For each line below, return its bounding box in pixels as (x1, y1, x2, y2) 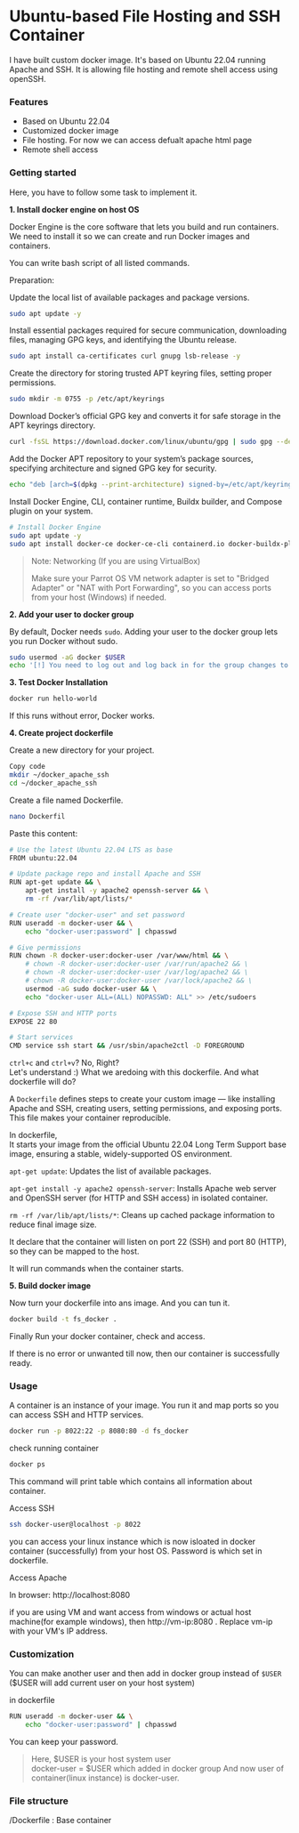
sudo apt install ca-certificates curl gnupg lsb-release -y (9, 351, 241, 361)
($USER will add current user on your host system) (9, 1677, 196, 1688)
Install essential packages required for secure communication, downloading (9, 325, 287, 335)
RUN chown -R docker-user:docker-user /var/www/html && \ (9, 951, 229, 960)
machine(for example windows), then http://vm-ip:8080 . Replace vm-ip (9, 1616, 273, 1627)
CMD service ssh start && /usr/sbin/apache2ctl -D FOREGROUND (9, 1041, 245, 1051)
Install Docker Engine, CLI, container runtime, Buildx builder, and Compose (9, 496, 283, 506)
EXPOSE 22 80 (9, 1017, 58, 1026)
